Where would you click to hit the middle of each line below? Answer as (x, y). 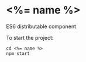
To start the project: (30, 37)
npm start (18, 53)
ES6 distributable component (41, 26)
